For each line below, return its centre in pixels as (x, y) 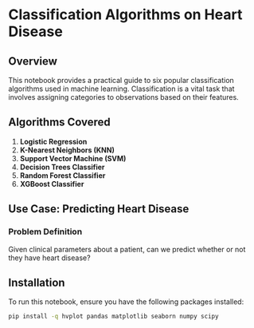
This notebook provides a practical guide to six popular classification (121, 80)
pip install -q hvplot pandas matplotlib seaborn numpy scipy (113, 317)
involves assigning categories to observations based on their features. (123, 97)
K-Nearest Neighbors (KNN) (67, 150)
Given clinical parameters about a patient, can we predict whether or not (127, 249)
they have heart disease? (49, 258)
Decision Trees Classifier (62, 167)
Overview (33, 61)
